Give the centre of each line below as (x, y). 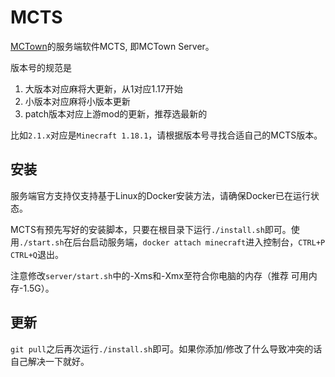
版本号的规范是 (41, 67)
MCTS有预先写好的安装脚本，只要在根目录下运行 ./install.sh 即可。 (151, 229)
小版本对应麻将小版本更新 (77, 101)
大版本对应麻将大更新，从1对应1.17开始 (103, 88)
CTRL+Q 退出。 (37, 254)
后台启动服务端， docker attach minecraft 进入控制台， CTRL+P (199, 242)
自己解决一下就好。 (50, 361)
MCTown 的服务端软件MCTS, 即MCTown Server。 (112, 46)
